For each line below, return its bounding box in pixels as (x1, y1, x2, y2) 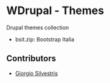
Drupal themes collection (6, 24, 69, 31)
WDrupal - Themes (6, 4, 105, 18)
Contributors (6, 53, 57, 64)
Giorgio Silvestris (15, 70, 58, 77)
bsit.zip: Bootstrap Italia (15, 35, 75, 43)
